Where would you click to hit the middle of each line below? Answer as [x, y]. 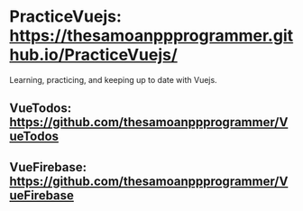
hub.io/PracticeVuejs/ [93, 55]
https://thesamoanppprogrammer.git [151, 36]
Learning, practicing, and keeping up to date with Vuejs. [114, 79]
